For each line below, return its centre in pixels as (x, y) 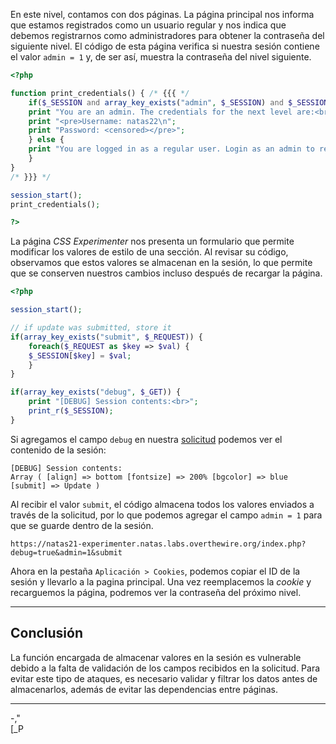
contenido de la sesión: (58, 450)
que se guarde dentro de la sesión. (82, 525)
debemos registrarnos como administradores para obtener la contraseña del (167, 35)
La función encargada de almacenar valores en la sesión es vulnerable (156, 657)
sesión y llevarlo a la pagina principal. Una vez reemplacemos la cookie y (161, 581)
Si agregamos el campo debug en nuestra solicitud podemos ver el (146, 439)
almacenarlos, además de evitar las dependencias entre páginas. (144, 689)
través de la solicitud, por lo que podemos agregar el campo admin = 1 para (166, 515)
